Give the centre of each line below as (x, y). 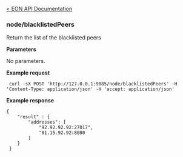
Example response (30, 101)
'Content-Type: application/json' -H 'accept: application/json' (90, 89)
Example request (28, 73)
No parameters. (26, 61)
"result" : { (34, 117)
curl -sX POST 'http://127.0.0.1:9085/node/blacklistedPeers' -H (93, 84)
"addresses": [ (47, 122)
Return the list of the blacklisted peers (54, 38)
